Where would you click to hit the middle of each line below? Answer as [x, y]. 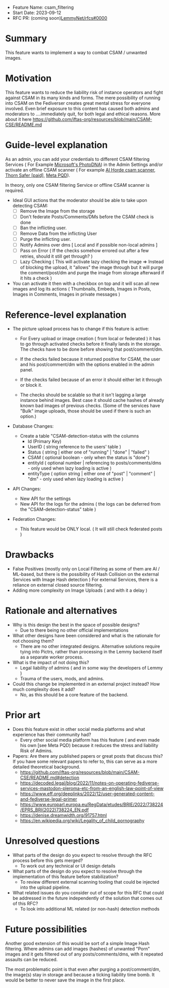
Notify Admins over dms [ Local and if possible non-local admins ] [89, 245]
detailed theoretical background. [46, 767]
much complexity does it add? [44, 689]
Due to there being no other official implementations [74, 630]
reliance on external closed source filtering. [58, 585]
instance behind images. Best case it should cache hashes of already [92, 400]
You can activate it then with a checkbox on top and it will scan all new [86, 283]
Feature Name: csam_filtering [43, 7]
